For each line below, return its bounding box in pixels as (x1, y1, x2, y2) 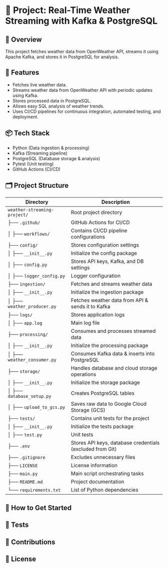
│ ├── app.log (7, 319, 42, 326)
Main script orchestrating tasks (70, 470, 144, 477)
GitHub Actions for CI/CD (70, 219, 130, 226)
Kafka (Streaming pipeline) (12, 150, 67, 156)
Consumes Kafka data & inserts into (70, 350, 155, 357)
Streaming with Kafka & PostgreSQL (5, 15, 158, 27)
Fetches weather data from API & (70, 297, 148, 304)
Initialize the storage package (70, 379, 140, 386)
